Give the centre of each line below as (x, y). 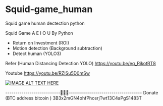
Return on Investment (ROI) (41, 43)
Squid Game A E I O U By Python (39, 33)
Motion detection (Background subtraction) (57, 48)
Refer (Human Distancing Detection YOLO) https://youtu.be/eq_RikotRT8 (81, 63)
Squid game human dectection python (45, 23)
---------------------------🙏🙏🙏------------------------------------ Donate (82, 92)
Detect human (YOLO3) (37, 54)
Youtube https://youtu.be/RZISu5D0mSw (47, 73)
